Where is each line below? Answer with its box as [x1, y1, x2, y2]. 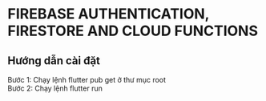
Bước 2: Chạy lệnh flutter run [7, 83, 103, 93]
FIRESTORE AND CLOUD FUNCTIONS [7, 22, 258, 40]
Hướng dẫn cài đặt [7, 54, 101, 67]
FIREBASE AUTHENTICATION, [7, 5, 210, 23]
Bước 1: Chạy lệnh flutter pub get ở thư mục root [7, 75, 166, 84]
